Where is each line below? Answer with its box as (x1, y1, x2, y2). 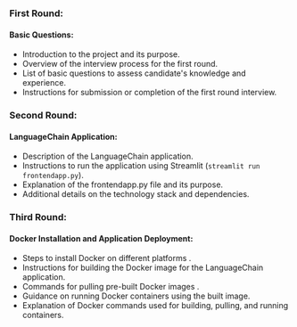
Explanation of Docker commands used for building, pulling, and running (21, 300, 289, 311)
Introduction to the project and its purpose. (21, 49, 180, 60)
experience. (21, 78, 67, 88)
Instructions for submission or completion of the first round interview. (21, 87, 277, 98)
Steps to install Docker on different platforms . (21, 253, 192, 264)
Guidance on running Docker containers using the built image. (21, 290, 251, 301)
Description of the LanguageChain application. (21, 151, 194, 162)
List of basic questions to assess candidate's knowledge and (21, 68, 247, 78)
